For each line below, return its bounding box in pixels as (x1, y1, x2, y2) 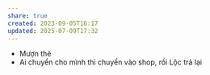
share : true (7, 11, 48, 20)
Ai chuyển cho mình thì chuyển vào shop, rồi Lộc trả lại (19, 57, 203, 67)
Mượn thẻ (19, 49, 52, 59)
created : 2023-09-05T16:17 (7, 19, 99, 27)
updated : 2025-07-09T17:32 (7, 27, 99, 35)
